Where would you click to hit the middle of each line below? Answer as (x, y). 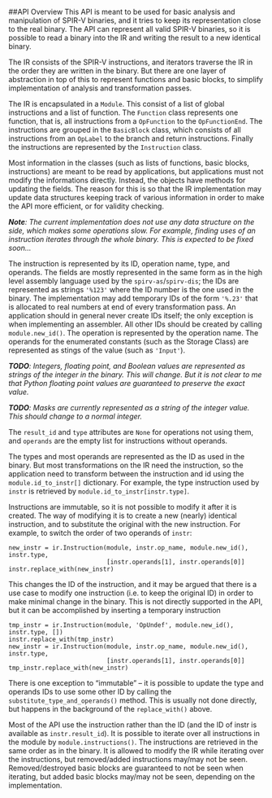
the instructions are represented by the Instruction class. (105, 147)
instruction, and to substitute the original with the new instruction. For (125, 524)
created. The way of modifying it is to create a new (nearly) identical (123, 515)
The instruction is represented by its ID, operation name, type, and (119, 263)
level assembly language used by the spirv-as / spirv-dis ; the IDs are (124, 281)
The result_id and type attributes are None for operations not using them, (131, 432)
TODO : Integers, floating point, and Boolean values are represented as (127, 366)
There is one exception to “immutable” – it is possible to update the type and (136, 683)
